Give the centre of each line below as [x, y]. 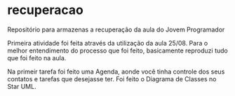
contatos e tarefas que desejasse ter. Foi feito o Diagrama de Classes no [112, 78]
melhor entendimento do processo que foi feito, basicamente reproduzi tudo [117, 50]
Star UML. [22, 86]
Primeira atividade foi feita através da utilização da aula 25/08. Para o [108, 43]
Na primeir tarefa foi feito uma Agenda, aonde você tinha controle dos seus [116, 71]
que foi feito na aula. [37, 57]
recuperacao [46, 10]
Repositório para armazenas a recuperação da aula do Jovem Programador [116, 29]
